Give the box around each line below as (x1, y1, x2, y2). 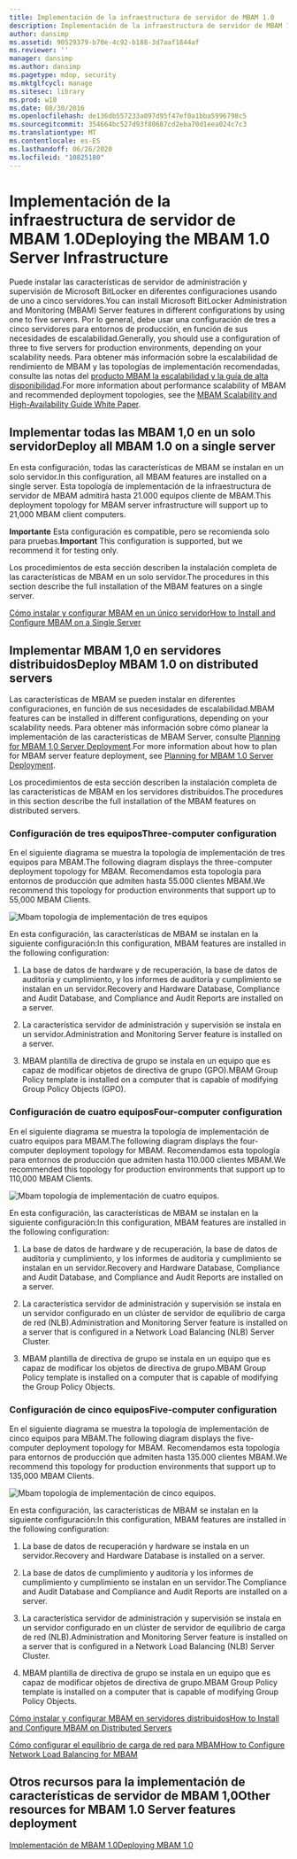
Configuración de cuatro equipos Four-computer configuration (9, 1106, 283, 1119)
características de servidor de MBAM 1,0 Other (9, 1788, 271, 1803)
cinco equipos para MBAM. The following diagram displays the (9, 1432, 236, 1444)
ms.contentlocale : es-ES (9, 136, 101, 145)
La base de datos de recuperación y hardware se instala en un (21, 1540, 250, 1551)
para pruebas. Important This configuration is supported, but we (9, 536, 243, 546)
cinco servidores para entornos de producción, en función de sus (9, 324, 248, 335)
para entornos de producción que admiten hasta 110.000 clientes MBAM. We (9, 1154, 286, 1165)
